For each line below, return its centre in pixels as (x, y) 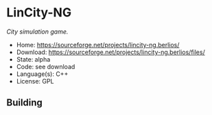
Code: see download (46, 66)
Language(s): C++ (42, 74)
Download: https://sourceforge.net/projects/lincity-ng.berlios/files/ (110, 52)
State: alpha (33, 59)
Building (24, 103)
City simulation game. (37, 31)
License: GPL (35, 81)
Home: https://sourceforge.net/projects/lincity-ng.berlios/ (98, 44)
